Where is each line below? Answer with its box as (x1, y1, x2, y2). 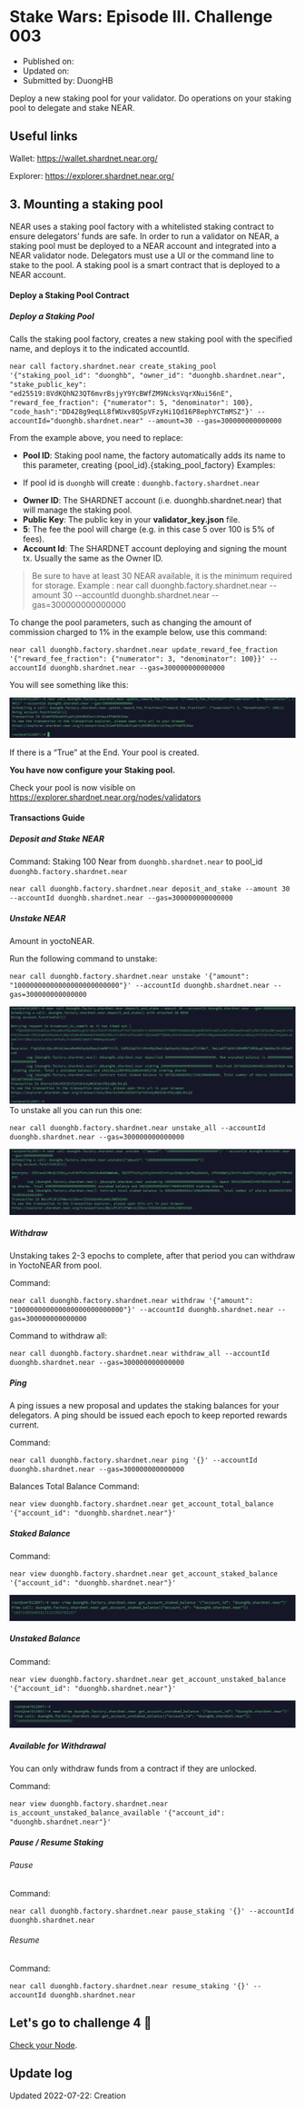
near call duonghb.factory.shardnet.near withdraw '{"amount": (9, 1297, 254, 1306)
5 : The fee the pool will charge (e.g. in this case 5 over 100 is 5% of (22, 524, 275, 535)
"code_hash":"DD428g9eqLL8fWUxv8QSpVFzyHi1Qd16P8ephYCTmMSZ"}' (9, 407, 254, 417)
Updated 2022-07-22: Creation (9, 2090, 126, 2101)
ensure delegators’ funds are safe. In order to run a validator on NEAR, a (9, 230, 280, 242)
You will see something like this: (9, 680, 129, 691)
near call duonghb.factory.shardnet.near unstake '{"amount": (9, 972, 250, 981)
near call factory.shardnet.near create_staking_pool (9, 362, 218, 372)
